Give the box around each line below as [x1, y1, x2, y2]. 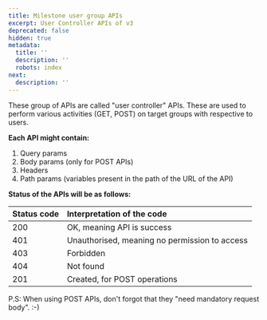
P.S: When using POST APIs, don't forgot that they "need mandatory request [8, 294, 260, 303]
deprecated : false [8, 26, 69, 34]
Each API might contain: [8, 132, 90, 142]
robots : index [15, 64, 62, 72]
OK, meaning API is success [66, 221, 172, 232]
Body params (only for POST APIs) [19, 156, 134, 166]
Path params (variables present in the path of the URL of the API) [19, 173, 234, 184]
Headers [19, 165, 49, 175]
